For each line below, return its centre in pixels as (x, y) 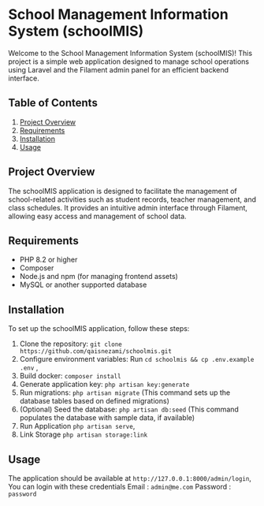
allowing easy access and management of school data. (97, 216)
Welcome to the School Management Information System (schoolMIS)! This (130, 53)
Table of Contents (53, 103)
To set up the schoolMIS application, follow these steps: (99, 329)
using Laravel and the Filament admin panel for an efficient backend (119, 69)
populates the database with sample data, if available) (107, 418)
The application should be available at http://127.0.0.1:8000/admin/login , (130, 478)
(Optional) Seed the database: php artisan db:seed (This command (129, 409)
